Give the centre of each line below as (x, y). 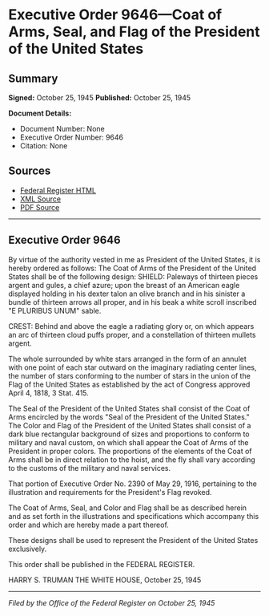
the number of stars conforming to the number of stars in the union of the (129, 375)
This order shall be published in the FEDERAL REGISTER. (102, 564)
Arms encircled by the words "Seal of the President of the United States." (129, 417)
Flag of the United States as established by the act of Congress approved (129, 384)
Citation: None (44, 146)
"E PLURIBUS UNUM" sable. (55, 310)
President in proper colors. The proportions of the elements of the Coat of (130, 451)
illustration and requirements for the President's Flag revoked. (110, 492)
